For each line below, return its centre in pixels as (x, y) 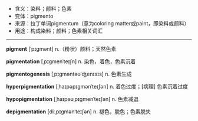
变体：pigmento (34, 16)
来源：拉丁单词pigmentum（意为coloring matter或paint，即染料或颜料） (102, 23)
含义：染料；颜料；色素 (43, 9)
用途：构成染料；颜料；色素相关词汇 (59, 31)
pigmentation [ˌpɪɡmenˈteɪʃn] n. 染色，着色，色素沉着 (71, 61)
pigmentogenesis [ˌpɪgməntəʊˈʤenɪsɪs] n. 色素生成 (69, 74)
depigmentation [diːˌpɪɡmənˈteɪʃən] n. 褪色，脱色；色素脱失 (79, 112)
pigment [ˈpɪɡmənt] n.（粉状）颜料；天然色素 (61, 49)
